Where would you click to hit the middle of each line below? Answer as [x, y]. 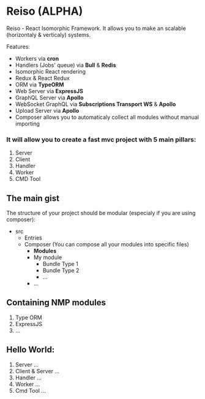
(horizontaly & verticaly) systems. [49, 34]
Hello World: [31, 350]
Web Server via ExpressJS [49, 91]
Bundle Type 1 [60, 264]
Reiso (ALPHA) [45, 11]
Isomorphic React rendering [50, 71]
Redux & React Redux [43, 78]
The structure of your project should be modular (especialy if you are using [101, 213]
